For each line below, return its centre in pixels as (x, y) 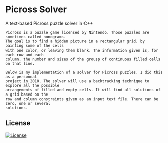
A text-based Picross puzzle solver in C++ (49, 23)
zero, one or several (28, 103)
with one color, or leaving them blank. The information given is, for (82, 50)
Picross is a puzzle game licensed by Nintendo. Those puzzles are (77, 32)
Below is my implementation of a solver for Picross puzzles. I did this (84, 72)
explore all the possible (32, 85)
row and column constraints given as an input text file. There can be (82, 99)
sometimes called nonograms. (36, 37)
